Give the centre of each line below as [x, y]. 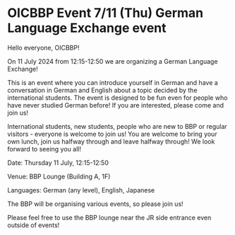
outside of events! [34, 225]
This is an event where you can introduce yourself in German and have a [113, 82]
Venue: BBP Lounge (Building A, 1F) [59, 176]
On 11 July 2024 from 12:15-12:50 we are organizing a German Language [113, 61]
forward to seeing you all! [44, 149]
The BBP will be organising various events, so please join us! [95, 204]
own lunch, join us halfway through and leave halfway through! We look [111, 141]
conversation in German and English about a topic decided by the [102, 90]
